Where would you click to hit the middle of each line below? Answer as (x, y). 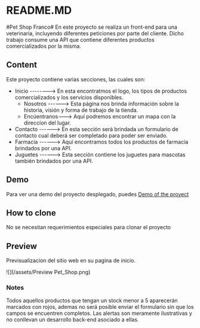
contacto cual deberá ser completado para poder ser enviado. (91, 135)
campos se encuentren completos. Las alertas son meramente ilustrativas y (99, 313)
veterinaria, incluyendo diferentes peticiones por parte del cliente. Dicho (95, 33)
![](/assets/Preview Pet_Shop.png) (48, 272)
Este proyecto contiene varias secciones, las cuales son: (76, 79)
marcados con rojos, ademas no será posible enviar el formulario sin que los (100, 307)
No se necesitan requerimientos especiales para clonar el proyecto (89, 227)
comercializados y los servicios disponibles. (69, 97)
